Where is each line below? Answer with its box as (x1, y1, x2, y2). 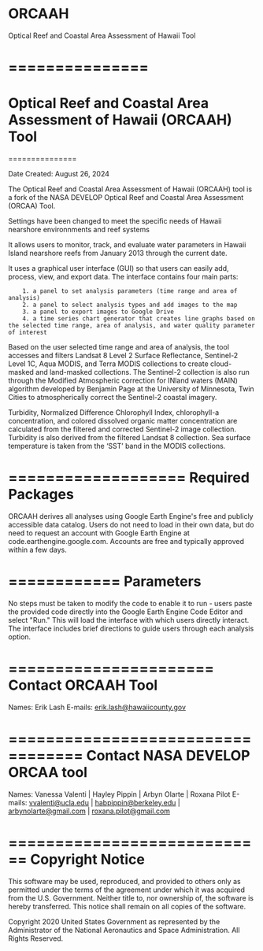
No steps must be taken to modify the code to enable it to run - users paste (8, 598, 253, 608)
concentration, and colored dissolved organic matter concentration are (8, 416, 238, 426)
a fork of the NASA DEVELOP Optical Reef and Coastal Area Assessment (8, 193, 244, 202)
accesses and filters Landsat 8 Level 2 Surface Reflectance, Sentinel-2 (8, 351, 239, 361)
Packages (8, 486, 75, 504)
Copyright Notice (30, 851, 146, 868)
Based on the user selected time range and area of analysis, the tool (8, 342, 230, 352)
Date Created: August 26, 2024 (8, 169, 110, 179)
